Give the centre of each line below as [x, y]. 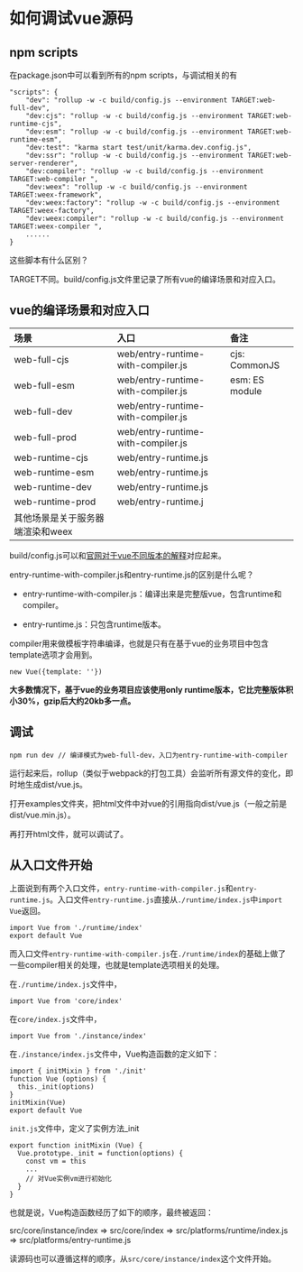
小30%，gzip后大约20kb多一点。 [73, 701]
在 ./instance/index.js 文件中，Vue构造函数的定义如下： [115, 1054]
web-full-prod [45, 437]
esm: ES [247, 380]
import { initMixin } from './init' [78, 1071]
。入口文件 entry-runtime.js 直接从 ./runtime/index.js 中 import [165, 899]
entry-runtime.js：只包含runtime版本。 [94, 624]
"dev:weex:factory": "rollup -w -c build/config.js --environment [153, 203]
